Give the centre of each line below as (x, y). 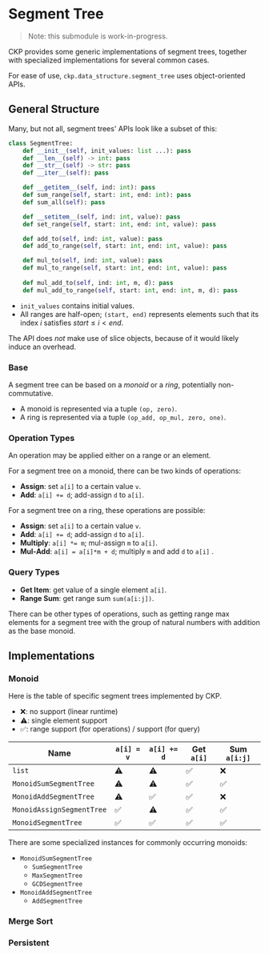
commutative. (31, 393)
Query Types (34, 572)
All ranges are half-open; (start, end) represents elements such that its (139, 314)
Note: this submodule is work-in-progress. (98, 36)
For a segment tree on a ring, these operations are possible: (107, 511)
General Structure (54, 109)
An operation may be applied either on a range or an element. (110, 455)
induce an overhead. (42, 347)
